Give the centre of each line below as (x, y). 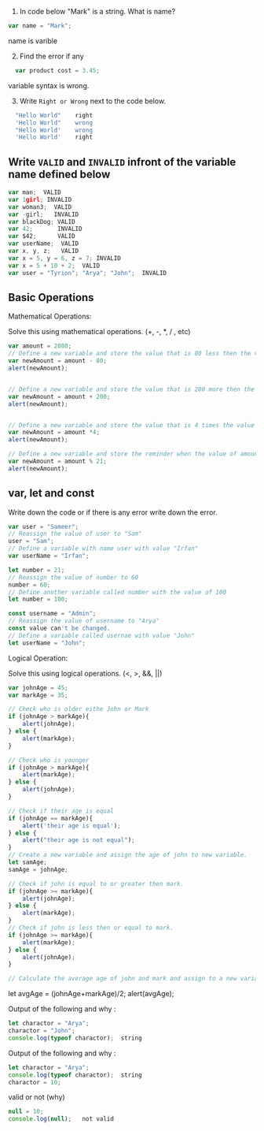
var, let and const (51, 493)
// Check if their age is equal (61, 811)
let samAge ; (27, 862)
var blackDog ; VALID (42, 221)
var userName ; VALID (44, 244)
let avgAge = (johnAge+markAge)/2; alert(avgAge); (91, 994)
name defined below (59, 174)
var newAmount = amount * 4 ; (54, 433)
